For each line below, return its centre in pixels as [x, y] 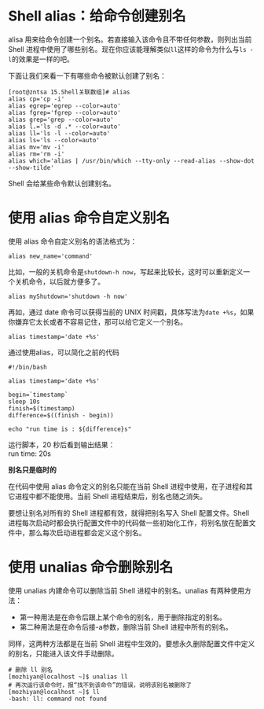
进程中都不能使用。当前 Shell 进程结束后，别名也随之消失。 [111, 496]
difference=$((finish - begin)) [61, 415]
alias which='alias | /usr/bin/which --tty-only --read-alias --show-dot [132, 161]
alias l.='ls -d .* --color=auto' [65, 127]
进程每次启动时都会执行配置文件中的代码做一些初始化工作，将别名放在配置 [128, 523]
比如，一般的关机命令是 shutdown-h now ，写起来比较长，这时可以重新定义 [126, 271]
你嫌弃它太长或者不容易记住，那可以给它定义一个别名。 [97, 321]
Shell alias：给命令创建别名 [97, 16]
